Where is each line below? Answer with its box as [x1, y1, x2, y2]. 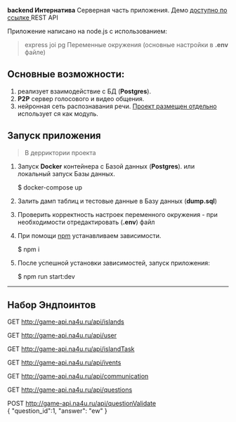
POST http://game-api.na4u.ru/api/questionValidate [7, 400, 157, 408]
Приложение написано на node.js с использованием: [7, 27, 167, 35]
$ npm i [17, 245, 40, 253]
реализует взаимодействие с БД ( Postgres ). [17, 87, 152, 95]
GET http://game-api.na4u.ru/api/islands [7, 317, 124, 326]
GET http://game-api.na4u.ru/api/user [7, 331, 117, 340]
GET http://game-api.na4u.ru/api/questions [7, 385, 133, 394]
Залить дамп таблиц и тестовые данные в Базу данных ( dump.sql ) [17, 197, 218, 205]
